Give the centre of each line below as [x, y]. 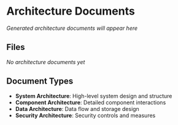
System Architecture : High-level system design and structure [94, 96]
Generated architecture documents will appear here [72, 28]
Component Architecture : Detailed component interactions [91, 102]
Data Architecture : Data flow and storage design [77, 109]
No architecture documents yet [46, 62]
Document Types [40, 81]
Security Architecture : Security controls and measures [85, 115]
